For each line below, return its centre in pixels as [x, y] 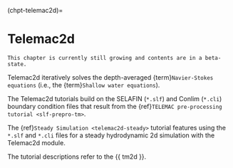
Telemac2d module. [36, 142]
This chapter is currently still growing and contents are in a [105, 58]
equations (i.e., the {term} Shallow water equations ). [84, 85]
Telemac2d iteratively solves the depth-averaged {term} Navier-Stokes [110, 77]
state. [17, 64]
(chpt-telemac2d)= [35, 10]
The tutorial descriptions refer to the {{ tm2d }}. [77, 157]
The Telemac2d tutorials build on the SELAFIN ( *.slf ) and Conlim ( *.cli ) [115, 98]
